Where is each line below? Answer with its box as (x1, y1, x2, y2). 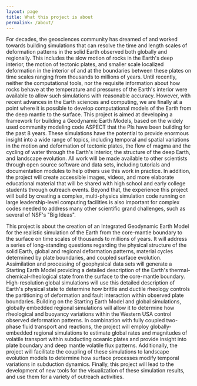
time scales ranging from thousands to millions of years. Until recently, (6, 73, 177, 80)
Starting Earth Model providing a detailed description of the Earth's (6, 267, 169, 274)
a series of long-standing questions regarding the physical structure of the (6, 241, 187, 248)
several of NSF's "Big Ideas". (6, 211, 76, 218)
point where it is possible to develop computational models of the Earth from (6, 104, 192, 112)
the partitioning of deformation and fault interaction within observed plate (6, 292, 184, 299)
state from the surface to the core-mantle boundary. (58, 273, 185, 280)
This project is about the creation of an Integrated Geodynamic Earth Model (6, 223, 189, 230)
